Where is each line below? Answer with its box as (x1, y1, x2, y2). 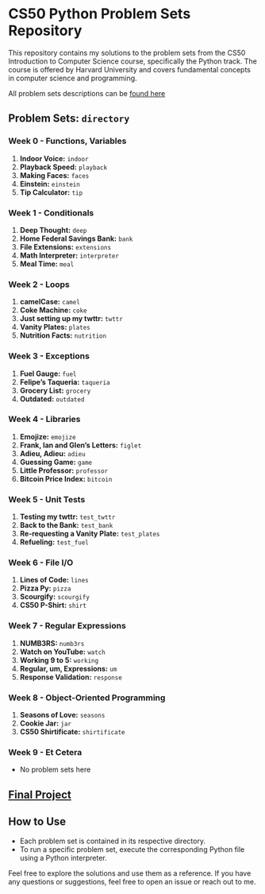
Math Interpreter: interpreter (19, 250, 119, 260)
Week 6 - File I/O (8, 557, 74, 568)
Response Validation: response (19, 672, 123, 682)
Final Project (8, 788, 71, 801)
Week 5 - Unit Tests (8, 493, 86, 505)
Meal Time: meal (19, 259, 75, 269)
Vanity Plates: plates (19, 323, 90, 332)
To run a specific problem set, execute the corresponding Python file (19, 844, 245, 854)
